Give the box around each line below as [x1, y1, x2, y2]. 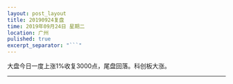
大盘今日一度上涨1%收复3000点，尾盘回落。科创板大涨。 [7, 62, 171, 70]
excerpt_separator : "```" [7, 42, 82, 49]
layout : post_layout [7, 10, 67, 17]
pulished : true [7, 36, 51, 43]
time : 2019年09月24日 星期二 [7, 23, 85, 30]
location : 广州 [7, 29, 49, 36]
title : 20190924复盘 [7, 17, 64, 23]
